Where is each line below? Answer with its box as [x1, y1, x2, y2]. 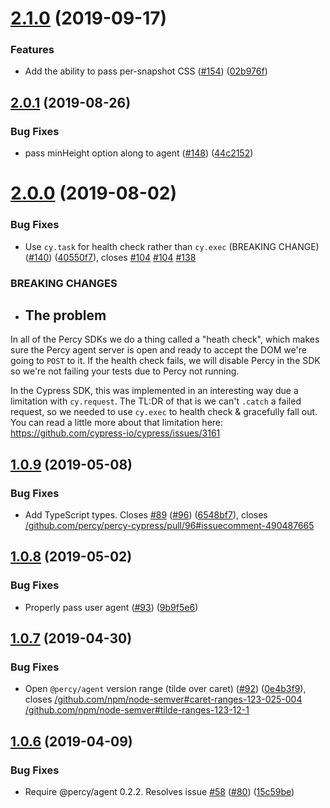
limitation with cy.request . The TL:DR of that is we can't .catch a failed [10, 395, 302, 407]
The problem [24, 307, 107, 324]
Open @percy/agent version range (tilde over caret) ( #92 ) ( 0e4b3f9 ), [24, 683, 307, 695]
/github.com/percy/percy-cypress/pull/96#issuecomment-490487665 [24, 520, 315, 532]
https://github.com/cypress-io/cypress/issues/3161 [10, 427, 221, 439]
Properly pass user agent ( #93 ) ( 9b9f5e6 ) [24, 601, 199, 613]
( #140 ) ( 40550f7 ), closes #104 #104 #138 [24, 251, 197, 263]
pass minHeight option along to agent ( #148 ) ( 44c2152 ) [24, 147, 254, 159]
